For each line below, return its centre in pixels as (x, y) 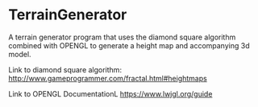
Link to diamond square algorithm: (65, 69)
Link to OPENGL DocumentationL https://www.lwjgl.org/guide (110, 93)
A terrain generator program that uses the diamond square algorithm (122, 37)
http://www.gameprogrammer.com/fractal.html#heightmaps (108, 78)
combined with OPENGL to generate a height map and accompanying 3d (129, 45)
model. (20, 54)
